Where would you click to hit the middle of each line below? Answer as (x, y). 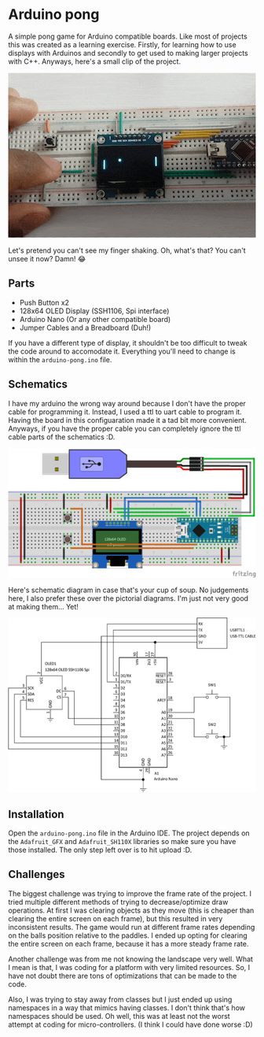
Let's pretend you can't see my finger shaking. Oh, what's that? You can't (127, 250)
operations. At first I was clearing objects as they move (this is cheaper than (131, 910)
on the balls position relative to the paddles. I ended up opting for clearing (128, 935)
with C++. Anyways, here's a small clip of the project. (95, 61)
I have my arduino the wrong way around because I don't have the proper (127, 403)
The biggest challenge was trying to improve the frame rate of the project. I (130, 893)
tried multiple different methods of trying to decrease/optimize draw (118, 902)
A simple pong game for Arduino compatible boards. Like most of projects (128, 36)
